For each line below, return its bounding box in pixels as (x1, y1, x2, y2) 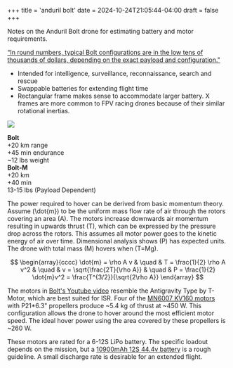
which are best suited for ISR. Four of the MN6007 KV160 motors (27, 294, 215, 302)
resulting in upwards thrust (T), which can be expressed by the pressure (7, 222, 216, 230)
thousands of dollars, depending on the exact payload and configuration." (7, 56, 221, 64)
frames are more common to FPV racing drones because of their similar (17, 99, 225, 108)
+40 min (7, 179, 32, 186)
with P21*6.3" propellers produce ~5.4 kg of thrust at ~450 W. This (7, 302, 202, 310)
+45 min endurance (7, 148, 65, 157)
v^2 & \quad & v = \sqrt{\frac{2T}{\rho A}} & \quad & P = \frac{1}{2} (20, 265, 216, 274)
